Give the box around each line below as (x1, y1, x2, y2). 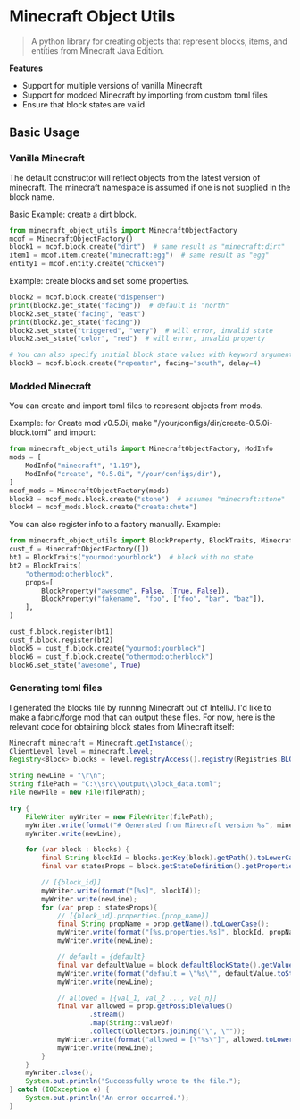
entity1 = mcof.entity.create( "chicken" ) (9, 260, 166, 269)
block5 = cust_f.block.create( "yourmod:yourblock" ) (9, 644, 205, 653)
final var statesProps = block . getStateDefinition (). (41, 862, 246, 871)
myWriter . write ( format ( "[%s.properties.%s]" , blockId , (56, 928, 266, 937)
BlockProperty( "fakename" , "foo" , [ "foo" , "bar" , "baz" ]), (41, 594, 266, 603)
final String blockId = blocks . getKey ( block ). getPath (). (41, 853, 257, 863)
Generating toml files (9, 682, 103, 695)
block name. (9, 191, 55, 202)
